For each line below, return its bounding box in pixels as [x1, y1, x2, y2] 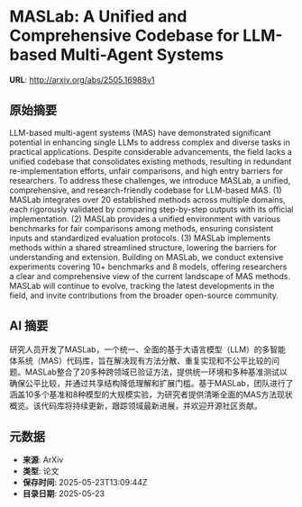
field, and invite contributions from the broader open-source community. [9, 290, 279, 301]
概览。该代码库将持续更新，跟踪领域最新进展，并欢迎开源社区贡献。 [9, 400, 262, 411]
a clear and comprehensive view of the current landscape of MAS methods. [9, 270, 291, 281]
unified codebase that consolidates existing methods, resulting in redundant [9, 156, 292, 167]
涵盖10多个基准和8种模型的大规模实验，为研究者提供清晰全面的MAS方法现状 [9, 389, 293, 400]
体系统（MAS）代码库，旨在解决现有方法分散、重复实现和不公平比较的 [9, 355, 272, 366]
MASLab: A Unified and [9, 6, 188, 27]
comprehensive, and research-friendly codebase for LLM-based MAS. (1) [9, 185, 282, 195]
